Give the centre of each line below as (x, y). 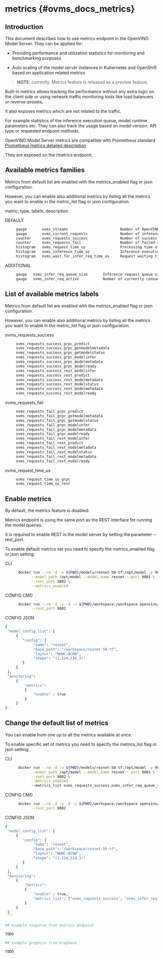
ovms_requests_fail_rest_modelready (53, 461)
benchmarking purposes (37, 58)
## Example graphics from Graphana (41, 943)
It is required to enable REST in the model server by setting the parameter (79, 535)
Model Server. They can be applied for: (44, 44)
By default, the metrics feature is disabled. (47, 511)
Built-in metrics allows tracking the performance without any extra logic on (80, 91)
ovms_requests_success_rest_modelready (56, 393)
